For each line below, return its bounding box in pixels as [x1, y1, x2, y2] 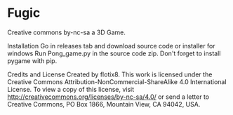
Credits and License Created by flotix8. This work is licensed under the [7, 70, 213, 79]
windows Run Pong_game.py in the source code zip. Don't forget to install [7, 49, 221, 57]
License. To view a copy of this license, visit [7, 85, 135, 93]
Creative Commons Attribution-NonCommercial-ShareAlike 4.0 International [7, 77, 227, 86]
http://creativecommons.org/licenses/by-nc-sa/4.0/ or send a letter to [7, 93, 209, 101]
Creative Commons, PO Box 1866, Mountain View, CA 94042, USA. [7, 100, 201, 108]
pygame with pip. [7, 56, 58, 65]
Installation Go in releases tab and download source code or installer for [7, 41, 215, 50]
